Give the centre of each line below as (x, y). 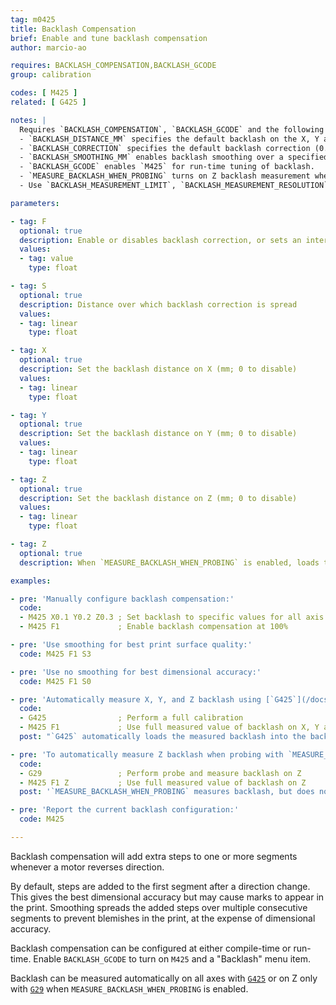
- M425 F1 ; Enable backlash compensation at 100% (153, 627)
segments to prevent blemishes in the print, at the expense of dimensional (163, 918)
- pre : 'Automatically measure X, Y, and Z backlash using (136, 699)
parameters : (35, 203)
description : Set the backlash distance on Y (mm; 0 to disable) (158, 434)
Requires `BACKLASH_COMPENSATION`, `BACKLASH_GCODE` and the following (172, 129)
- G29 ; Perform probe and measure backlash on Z (160, 773)
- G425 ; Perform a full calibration (131, 718)
